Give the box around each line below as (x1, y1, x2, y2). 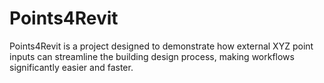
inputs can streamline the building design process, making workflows (9, 50, 295, 62)
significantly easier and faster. (9, 61, 134, 73)
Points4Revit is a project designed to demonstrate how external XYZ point (9, 40, 314, 52)
